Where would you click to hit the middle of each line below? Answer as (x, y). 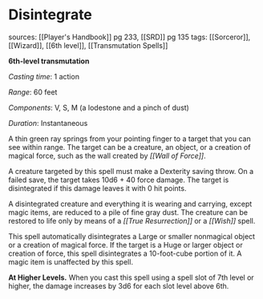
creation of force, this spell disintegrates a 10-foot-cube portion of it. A (125, 253)
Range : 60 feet (33, 92)
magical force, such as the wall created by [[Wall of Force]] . (107, 156)
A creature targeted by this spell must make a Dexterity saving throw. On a (131, 171)
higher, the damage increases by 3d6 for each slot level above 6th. (119, 285)
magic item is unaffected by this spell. (71, 261)
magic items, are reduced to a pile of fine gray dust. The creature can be (128, 212)
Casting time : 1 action (44, 76)
